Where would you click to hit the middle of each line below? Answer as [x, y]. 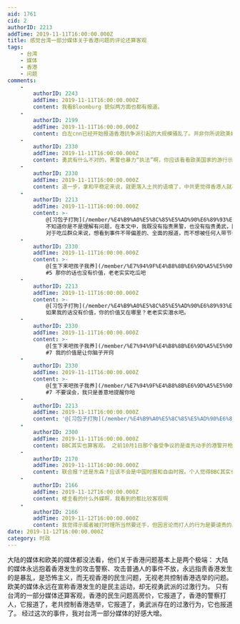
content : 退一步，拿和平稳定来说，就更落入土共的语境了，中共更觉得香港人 [130, 186]
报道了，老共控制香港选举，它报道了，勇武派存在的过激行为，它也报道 [129, 604]
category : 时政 [29, 538]
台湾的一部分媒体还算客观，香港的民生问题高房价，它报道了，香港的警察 [114, 595]
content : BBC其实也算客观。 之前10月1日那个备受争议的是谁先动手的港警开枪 [133, 446]
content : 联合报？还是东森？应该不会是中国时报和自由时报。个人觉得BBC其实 [132, 472]
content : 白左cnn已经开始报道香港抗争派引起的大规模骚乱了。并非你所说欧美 [132, 134]
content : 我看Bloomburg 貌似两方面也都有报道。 [98, 107]
